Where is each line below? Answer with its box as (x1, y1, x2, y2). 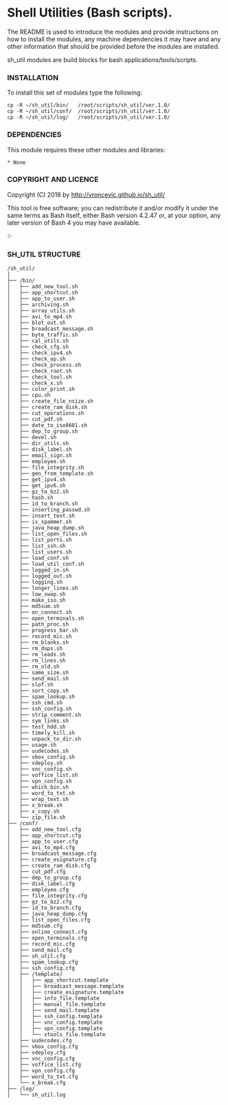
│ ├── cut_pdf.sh (7, 416, 63, 423)
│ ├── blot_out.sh (7, 319, 67, 327)
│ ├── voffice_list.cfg (7, 1062, 81, 1068)
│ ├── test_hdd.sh (7, 724, 67, 731)
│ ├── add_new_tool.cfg (7, 826, 81, 833)
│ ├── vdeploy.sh (7, 760, 63, 767)
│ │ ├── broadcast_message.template (7, 983, 125, 990)
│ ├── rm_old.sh (7, 663, 60, 670)
